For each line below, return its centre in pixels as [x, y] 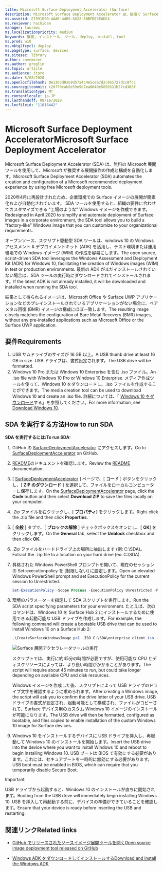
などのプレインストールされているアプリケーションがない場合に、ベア [88, 303]
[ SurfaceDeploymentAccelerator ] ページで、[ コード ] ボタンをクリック [84, 479]
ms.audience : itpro [25, 73]
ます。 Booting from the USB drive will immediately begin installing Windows [81, 796]
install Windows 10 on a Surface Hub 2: [51, 629]
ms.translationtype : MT [29, 91]
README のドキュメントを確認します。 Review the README [71, 463]
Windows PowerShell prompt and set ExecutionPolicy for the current [81, 576]
